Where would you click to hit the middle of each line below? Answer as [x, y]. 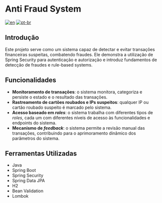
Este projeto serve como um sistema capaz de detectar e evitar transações [80, 49]
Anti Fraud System [43, 9]
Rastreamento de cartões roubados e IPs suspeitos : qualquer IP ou [80, 102]
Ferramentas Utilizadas [41, 153]
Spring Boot [24, 170]
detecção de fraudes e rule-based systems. [49, 65]
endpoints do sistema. [34, 123]
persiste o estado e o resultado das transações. [60, 97]
